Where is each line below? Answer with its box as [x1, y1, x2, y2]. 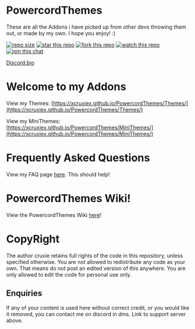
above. [6, 316, 23, 324]
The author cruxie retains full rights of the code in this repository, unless [6, 252, 183, 259]
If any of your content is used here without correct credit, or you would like [6, 304, 190, 311]
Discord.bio [6, 59, 34, 66]
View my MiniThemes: [6, 117, 61, 125]
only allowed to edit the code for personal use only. [6, 271, 132, 278]
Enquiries [6, 288, 43, 299]
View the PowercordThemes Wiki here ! [6, 211, 102, 218]
